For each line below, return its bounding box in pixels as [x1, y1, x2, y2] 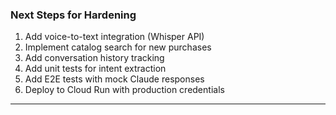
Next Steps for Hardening [10, 8, 137, 22]
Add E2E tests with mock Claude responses [24, 73, 205, 85]
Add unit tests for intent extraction [24, 63, 167, 75]
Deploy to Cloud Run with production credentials [24, 84, 225, 96]
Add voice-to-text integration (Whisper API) [24, 31, 205, 43]
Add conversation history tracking [24, 52, 165, 64]
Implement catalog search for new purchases [24, 41, 212, 53]
